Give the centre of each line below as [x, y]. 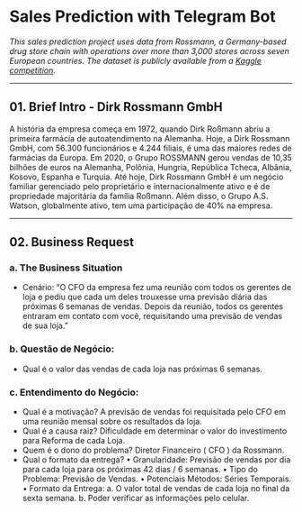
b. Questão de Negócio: [62, 349]
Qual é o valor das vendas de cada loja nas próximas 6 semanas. [142, 369]
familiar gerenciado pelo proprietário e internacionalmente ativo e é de [140, 186]
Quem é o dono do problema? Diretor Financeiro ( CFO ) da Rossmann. [153, 450]
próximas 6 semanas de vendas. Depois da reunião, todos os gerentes [152, 306]
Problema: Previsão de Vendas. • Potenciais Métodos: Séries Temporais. [157, 479]
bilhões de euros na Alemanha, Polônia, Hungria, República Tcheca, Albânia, [151, 167]
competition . [33, 70]
